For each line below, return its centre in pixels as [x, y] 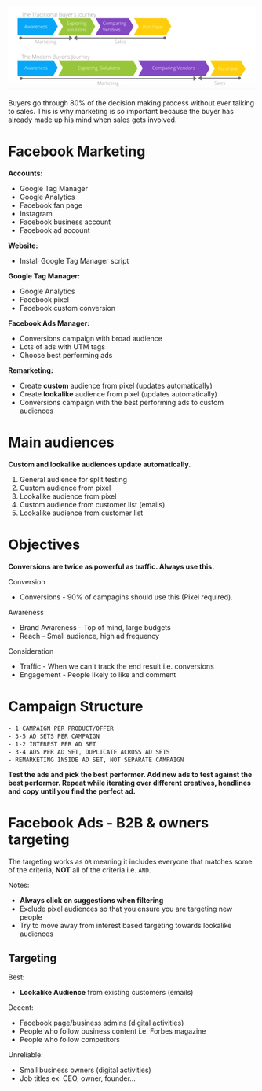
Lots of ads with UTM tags [62, 346]
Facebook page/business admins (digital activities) [102, 1023]
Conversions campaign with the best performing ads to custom [122, 402]
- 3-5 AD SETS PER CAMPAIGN [54, 736]
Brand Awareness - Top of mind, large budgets [95, 627]
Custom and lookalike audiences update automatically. [100, 464]
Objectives [44, 544]
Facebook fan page [51, 205]
